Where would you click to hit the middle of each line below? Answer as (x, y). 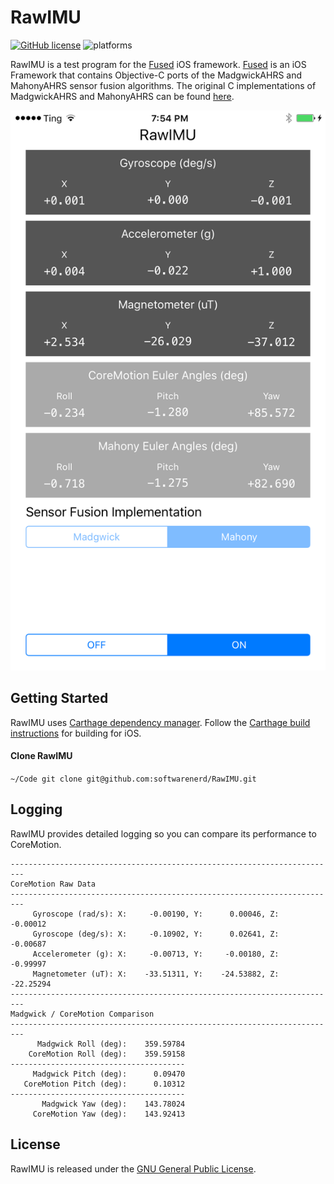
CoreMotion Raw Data (53, 884)
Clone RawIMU (41, 756)
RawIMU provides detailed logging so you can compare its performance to (163, 833)
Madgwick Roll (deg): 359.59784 (111, 1044)
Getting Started (59, 698)
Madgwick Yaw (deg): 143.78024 (113, 1104)
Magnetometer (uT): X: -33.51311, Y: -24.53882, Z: (156, 974)
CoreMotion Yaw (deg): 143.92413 (109, 1114)
